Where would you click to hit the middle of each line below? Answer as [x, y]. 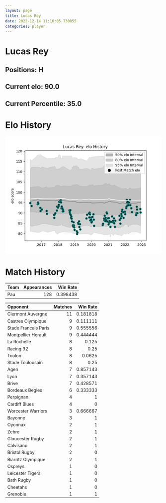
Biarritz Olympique [26, 459]
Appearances [38, 287]
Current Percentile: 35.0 [43, 104]
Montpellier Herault [27, 335]
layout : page [19, 10]
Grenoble [17, 494]
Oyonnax [16, 425]
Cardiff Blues [21, 404]
